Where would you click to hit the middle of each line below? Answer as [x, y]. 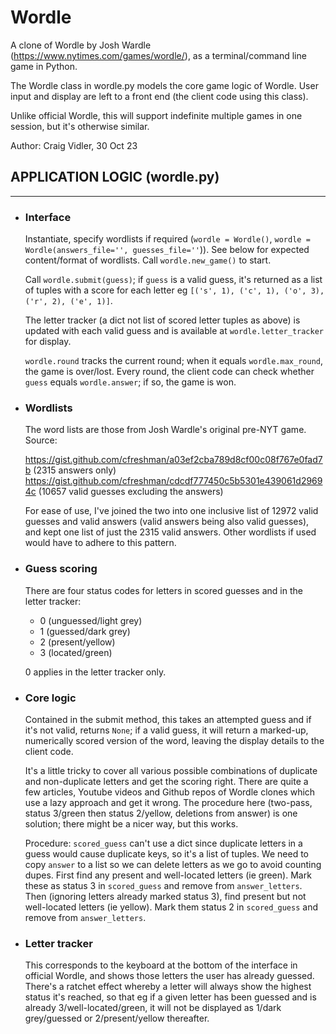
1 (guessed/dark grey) [85, 631]
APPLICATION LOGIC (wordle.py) [115, 177]
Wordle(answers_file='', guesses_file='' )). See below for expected [167, 250]
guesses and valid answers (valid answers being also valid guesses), [167, 522]
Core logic [50, 698]
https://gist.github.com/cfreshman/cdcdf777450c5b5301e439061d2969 [173, 481]
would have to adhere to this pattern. [100, 543]
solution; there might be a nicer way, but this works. [131, 823]
